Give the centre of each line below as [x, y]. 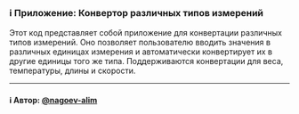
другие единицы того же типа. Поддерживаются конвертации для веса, [146, 61]
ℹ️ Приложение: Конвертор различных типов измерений [137, 12]
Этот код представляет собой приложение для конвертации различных [146, 33]
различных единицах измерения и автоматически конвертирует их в [141, 52]
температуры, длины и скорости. [73, 71]
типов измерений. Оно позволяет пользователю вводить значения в [140, 43]
